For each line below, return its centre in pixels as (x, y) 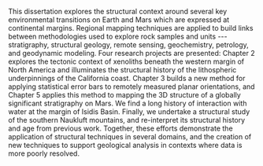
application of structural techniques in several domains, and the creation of (130, 136)
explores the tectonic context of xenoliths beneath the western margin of (126, 61)
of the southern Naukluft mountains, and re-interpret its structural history (127, 120)
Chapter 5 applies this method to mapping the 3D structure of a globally (125, 95)
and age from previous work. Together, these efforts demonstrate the (121, 128)
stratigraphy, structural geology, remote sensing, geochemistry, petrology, (129, 45)
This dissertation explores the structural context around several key (118, 11)
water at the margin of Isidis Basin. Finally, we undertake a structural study (129, 112)
